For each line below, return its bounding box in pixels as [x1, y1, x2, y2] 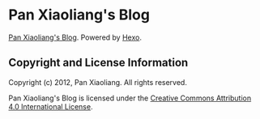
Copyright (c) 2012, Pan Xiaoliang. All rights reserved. [8, 77, 188, 87]
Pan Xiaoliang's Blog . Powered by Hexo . [8, 32, 142, 42]
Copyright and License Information [8, 56, 189, 70]
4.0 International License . [8, 101, 93, 111]
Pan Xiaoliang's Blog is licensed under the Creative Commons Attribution [8, 93, 252, 103]
